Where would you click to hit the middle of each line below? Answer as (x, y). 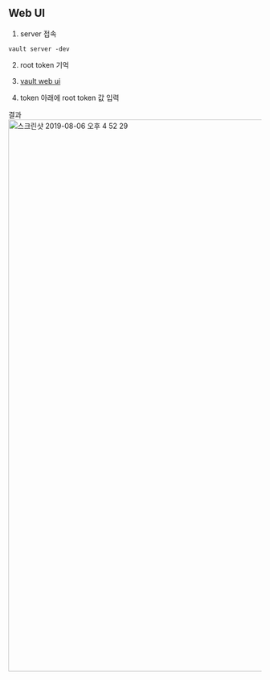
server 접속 (38, 33)
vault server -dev (39, 49)
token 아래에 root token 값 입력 (70, 97)
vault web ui (40, 81)
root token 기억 (45, 64)
